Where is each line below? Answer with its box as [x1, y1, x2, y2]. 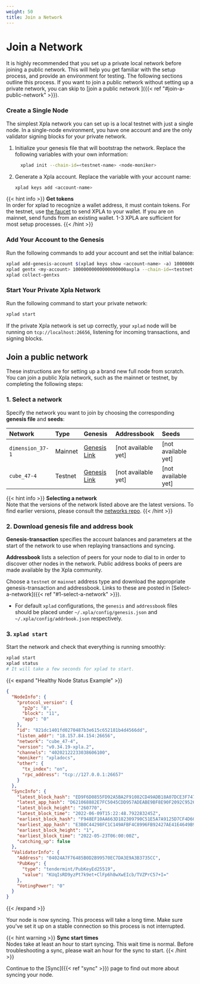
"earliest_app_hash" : [17, 821, 70, 827]
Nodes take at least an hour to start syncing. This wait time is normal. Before [6, 940, 194, 948]
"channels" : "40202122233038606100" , [17, 749, 111, 756]
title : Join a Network [6, 14, 62, 20]
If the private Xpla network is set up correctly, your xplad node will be [6, 322, 177, 329]
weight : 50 [6, 8, 33, 15]
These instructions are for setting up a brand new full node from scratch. [6, 368, 185, 375]
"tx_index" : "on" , [21, 766, 68, 773]
